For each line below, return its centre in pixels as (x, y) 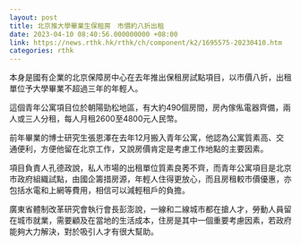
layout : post (34, 17)
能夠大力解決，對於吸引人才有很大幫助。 (84, 232)
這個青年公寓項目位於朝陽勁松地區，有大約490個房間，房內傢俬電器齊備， (146, 107)
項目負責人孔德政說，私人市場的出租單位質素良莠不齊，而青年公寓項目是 (142, 168)
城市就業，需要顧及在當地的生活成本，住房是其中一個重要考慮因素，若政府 (154, 221)
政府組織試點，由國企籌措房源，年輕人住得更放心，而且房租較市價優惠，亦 (154, 179)
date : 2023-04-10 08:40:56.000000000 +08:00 (94, 34)
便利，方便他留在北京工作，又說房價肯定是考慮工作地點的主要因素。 (142, 149)
